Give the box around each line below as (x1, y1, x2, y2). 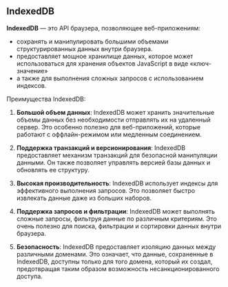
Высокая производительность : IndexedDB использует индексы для (16, 179, 218, 187)
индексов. (16, 81, 47, 89)
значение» (16, 66, 48, 75)
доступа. (16, 272, 43, 280)
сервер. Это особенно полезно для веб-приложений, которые (16, 122, 201, 131)
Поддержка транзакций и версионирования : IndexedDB (16, 143, 186, 151)
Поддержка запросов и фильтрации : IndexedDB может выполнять (16, 207, 215, 215)
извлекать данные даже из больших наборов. (16, 194, 152, 202)
